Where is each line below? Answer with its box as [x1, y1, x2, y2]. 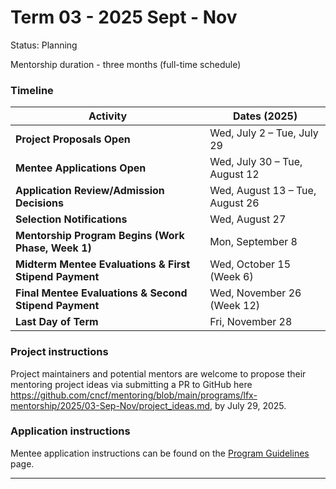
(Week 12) [209, 299, 261, 313]
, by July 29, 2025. [209, 399, 287, 411]
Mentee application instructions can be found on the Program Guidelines [10, 447, 310, 459]
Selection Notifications [15, 212, 128, 226]
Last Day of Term [15, 315, 99, 329]
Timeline [10, 83, 54, 97]
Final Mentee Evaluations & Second [15, 286, 188, 300]
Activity [88, 109, 128, 123]
